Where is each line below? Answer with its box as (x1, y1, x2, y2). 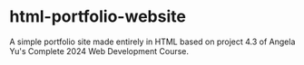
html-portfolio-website (9, 6, 186, 27)
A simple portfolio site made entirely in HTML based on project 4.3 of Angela (9, 36, 296, 47)
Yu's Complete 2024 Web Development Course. (9, 45, 189, 56)
